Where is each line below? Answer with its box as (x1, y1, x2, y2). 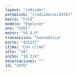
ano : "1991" (5, 26, 30, 31)
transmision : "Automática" (5, 35, 61, 40)
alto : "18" (5, 49, 28, 54)
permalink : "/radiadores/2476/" (5, 12, 72, 17)
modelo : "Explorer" (5, 21, 46, 26)
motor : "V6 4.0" (5, 30, 39, 35)
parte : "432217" (5, 40, 39, 45)
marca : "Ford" (5, 16, 35, 21)
